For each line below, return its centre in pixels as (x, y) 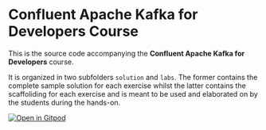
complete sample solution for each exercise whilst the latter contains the (127, 86)
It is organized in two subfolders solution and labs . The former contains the (133, 77)
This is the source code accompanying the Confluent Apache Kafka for (127, 53)
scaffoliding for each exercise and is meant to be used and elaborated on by (133, 94)
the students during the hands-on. (65, 102)
